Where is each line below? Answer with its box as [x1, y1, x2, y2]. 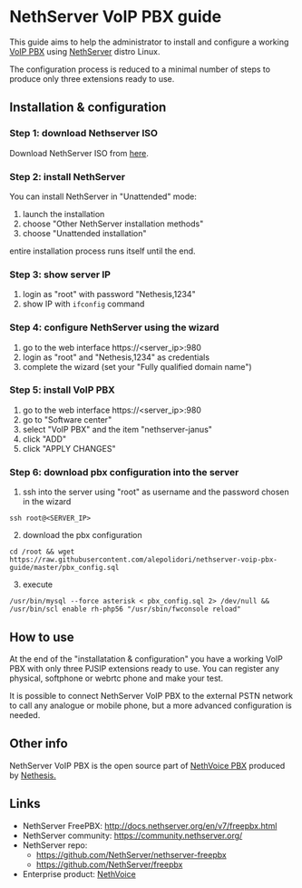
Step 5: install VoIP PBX [9, 384, 115, 396]
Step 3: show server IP [9, 268, 112, 281]
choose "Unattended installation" [22, 227, 147, 238]
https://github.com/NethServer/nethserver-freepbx [35, 849, 227, 860]
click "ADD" [22, 434, 66, 444]
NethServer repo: [22, 839, 88, 851]
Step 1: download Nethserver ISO [9, 127, 159, 140]
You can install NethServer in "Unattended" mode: [9, 191, 198, 202]
